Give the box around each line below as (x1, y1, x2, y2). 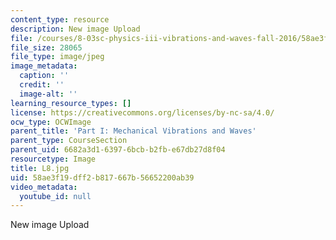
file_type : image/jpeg (10, 52, 105, 62)
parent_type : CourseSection (10, 136, 128, 146)
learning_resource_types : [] (10, 98, 132, 108)
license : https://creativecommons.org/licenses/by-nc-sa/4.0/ (10, 107, 275, 118)
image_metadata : (10, 61, 78, 71)
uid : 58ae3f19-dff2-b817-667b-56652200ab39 (10, 172, 195, 183)
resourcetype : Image (10, 154, 97, 164)
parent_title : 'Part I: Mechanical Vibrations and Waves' (10, 126, 257, 136)
